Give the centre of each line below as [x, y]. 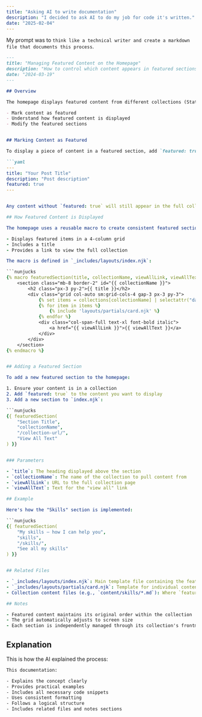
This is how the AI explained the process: [57, 659]
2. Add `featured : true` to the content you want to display [84, 394]
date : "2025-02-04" [31, 23]
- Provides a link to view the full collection [67, 250]
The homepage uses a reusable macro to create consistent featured [93, 228]
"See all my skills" [43, 549]
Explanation [29, 644]
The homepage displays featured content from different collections [94, 102]
